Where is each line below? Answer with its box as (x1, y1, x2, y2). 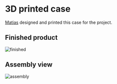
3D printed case (5, 3, 71, 15)
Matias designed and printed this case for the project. (5, 19, 113, 25)
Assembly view (5, 61, 52, 69)
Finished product (5, 34, 58, 42)
